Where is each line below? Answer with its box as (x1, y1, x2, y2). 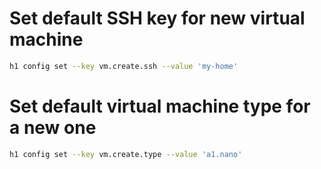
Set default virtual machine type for (9, 95, 311, 117)
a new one (9, 117, 97, 139)
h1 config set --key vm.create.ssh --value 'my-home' (9, 61, 239, 71)
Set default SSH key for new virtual (9, 7, 306, 30)
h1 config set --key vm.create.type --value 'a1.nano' (9, 149, 243, 159)
